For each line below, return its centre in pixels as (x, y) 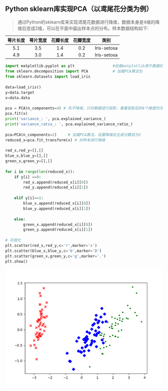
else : (20, 219)
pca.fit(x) (16, 114)
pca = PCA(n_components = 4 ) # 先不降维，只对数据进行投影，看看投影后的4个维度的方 (84, 108)
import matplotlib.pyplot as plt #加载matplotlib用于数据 (82, 66)
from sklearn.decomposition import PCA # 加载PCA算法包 (74, 72)
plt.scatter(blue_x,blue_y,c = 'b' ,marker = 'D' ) (53, 251)
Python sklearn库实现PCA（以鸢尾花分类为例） (79, 9)
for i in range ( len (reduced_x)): (40, 172)
